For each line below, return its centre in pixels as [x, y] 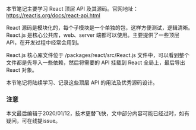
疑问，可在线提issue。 [34, 121]
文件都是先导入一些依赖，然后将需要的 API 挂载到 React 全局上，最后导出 [96, 62]
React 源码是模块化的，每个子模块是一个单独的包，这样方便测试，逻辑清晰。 [100, 28]
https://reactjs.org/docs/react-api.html [53, 15]
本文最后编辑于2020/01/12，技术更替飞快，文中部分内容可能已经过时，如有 [98, 113]
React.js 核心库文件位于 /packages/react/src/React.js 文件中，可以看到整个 [98, 55]
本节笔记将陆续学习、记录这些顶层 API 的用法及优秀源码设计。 [82, 83]
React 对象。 [22, 70]
